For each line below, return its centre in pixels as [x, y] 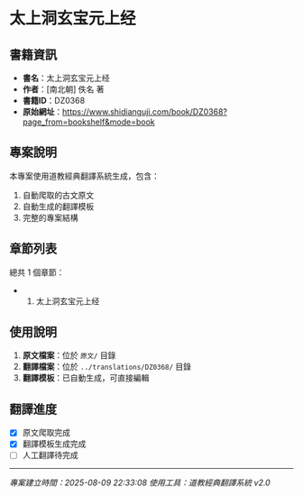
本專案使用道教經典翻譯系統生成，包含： [84, 176]
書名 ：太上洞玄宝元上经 [66, 78]
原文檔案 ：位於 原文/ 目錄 [69, 355]
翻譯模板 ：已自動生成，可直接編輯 [86, 378]
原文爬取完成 [46, 433]
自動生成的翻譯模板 [58, 206]
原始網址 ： [42, 112]
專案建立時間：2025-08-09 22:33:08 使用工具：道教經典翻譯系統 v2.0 [140, 482]
